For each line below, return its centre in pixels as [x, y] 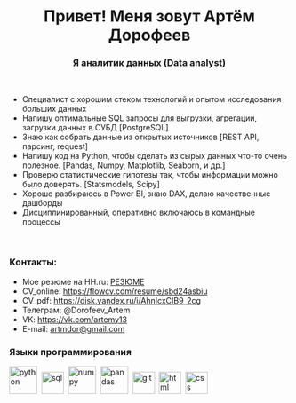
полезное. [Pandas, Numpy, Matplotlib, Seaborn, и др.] [124, 165]
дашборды [42, 203]
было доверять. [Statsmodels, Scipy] [91, 185]
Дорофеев [149, 35]
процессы [41, 222]
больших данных [54, 109]
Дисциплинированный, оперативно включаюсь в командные [139, 213]
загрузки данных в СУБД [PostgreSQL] [95, 128]
